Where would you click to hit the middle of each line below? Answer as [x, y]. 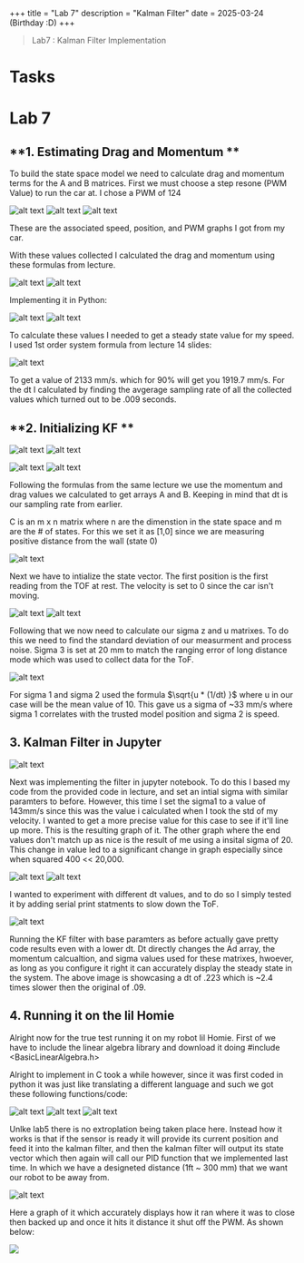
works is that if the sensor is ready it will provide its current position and [144, 1139]
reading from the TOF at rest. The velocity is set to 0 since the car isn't [142, 586]
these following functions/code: [69, 1093]
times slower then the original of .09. [78, 987]
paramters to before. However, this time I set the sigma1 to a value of [137, 801]
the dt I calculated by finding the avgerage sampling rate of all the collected [151, 390]
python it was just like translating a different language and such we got [142, 1084]
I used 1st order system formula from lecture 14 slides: [111, 345]
